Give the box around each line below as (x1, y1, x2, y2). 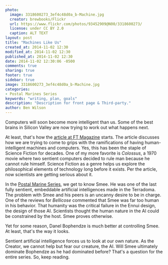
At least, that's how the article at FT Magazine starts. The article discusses (5, 134, 159, 140)
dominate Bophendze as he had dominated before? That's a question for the (5, 249, 163, 254)
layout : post (5, 36, 33, 41)
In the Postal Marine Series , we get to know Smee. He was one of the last (5, 181, 157, 187)
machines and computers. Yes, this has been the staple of (26, 145, 146, 151)
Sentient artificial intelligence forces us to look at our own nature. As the (5, 238, 154, 244)
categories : (5, 86, 30, 92)
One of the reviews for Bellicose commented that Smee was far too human (5, 197, 159, 203)
